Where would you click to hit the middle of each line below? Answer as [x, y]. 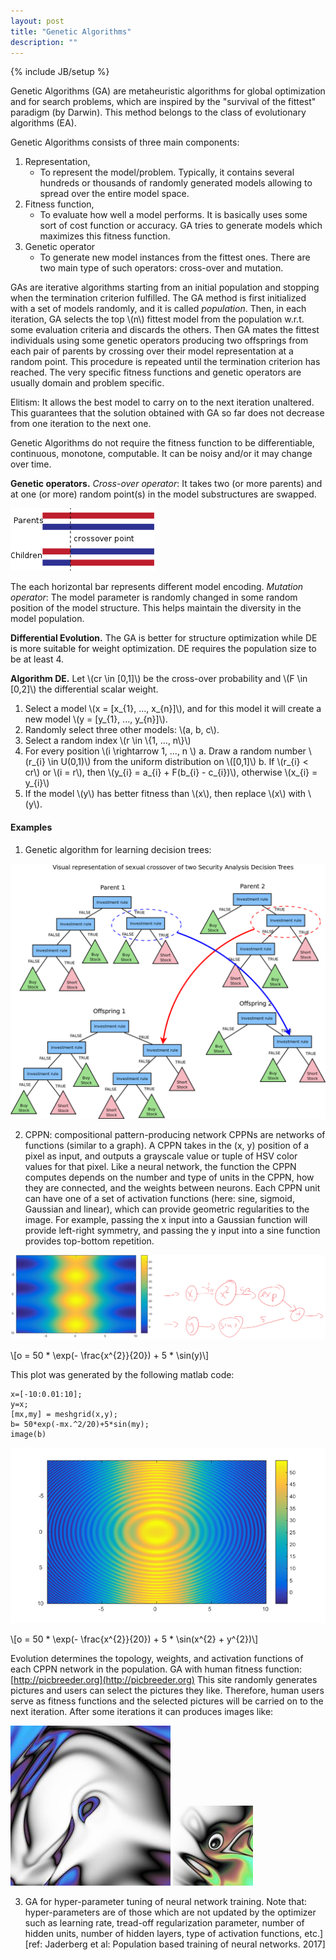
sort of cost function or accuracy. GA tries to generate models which [181, 226]
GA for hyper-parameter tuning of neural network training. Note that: [166, 1902]
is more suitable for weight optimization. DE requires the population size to [163, 649]
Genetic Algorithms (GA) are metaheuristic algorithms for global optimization [168, 91]
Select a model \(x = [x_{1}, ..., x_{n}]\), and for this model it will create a [173, 709]
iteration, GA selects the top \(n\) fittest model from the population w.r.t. [157, 319]
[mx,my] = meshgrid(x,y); [64, 1415]
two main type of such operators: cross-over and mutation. [161, 268]
